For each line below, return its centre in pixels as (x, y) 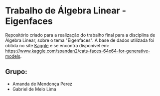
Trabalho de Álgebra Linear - (66, 11)
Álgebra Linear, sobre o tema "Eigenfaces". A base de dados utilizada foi (80, 40)
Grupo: (16, 72)
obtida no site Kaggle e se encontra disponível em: (57, 45)
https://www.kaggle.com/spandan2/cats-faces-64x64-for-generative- (78, 51)
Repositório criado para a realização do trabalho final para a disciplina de (80, 35)
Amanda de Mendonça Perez (42, 84)
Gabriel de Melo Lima (34, 89)
